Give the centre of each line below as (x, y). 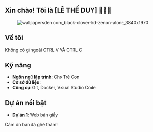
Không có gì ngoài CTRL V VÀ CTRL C (44, 50)
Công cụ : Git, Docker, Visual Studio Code (54, 88)
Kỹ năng (18, 65)
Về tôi (14, 38)
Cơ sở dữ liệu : (26, 82)
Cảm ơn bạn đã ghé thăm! (31, 125)
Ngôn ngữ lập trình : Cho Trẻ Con (46, 77)
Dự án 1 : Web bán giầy (35, 115)
